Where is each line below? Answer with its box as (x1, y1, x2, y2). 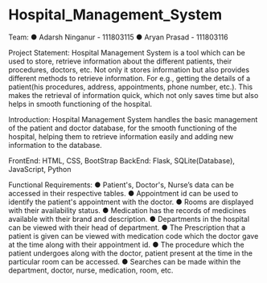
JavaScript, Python (8, 164, 72, 174)
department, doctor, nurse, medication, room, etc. (8, 265, 174, 275)
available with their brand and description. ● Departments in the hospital (8, 214, 250, 224)
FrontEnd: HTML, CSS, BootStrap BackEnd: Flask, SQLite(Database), (8, 155, 236, 166)
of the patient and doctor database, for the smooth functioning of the (8, 123, 237, 133)
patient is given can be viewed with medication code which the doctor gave (8, 231, 259, 240)
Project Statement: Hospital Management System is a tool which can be (8, 47, 245, 57)
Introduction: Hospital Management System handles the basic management (8, 114, 258, 124)
